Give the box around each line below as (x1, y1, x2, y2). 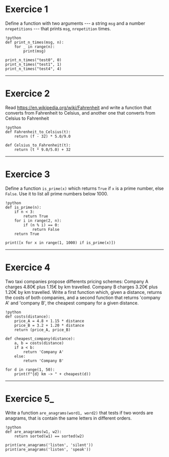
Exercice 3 (5, 169, 50, 180)
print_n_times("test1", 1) (5, 62, 62, 67)
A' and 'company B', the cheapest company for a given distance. (5, 299, 139, 306)
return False (32, 227, 59, 232)
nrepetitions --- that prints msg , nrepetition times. (5, 25, 111, 31)
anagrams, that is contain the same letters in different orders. (5, 415, 132, 421)
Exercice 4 (5, 262, 50, 273)
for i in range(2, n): (14, 218, 62, 223)
